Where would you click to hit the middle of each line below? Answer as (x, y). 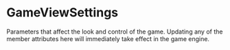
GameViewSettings (62, 13)
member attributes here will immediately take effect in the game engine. (108, 38)
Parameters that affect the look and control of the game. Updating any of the (115, 32)
